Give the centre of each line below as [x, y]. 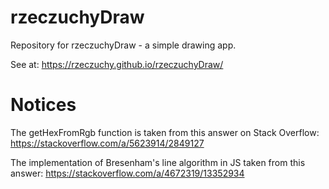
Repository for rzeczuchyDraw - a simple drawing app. [123, 45]
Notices [43, 105]
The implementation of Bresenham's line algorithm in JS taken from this [158, 162]
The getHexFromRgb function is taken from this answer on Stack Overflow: [165, 132]
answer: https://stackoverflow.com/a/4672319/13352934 [127, 173]
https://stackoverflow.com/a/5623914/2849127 [107, 143]
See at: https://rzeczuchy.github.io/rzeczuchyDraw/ [117, 64]
